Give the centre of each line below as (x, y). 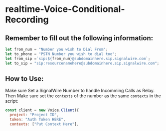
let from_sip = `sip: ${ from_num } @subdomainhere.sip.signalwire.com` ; (78, 59)
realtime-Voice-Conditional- (65, 9)
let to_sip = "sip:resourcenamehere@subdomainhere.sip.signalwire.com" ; (82, 63)
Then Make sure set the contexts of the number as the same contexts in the (83, 96)
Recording (27, 20)
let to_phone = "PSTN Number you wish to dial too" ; (61, 54)
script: (12, 101)
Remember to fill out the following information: (79, 38)
